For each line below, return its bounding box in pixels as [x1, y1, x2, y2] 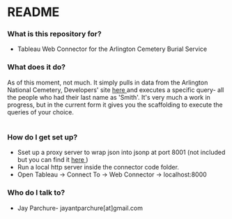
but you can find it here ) [17, 156, 88, 164]
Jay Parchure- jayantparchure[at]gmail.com [17, 204, 143, 212]
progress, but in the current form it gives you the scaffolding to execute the [7, 100, 223, 109]
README [7, 4, 60, 20]
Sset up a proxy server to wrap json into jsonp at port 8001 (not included [17, 148, 226, 157]
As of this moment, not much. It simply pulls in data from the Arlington [7, 78, 208, 86]
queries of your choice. [7, 107, 75, 116]
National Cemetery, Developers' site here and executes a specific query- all [7, 85, 224, 94]
